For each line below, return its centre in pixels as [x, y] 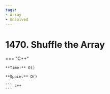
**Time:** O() [20, 68]
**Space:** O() [21, 77]
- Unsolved [17, 19]
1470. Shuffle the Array [55, 44]
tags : [11, 10]
